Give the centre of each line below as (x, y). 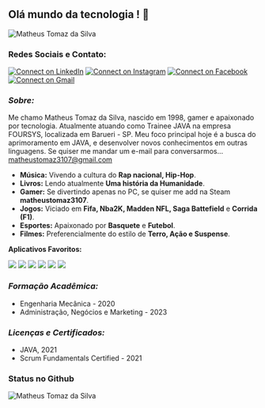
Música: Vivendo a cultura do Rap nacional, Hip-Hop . (108, 175)
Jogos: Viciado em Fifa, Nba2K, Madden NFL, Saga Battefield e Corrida (138, 209)
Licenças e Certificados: (57, 332)
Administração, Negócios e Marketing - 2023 (93, 312)
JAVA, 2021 (38, 350)
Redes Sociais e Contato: (57, 54)
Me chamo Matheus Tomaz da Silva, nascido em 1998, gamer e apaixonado (131, 118)
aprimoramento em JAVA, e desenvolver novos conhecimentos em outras (128, 143)
